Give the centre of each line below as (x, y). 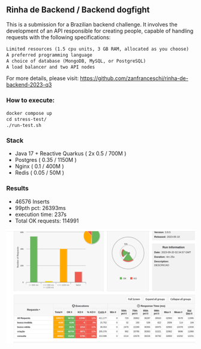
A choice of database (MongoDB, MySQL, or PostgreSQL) (76, 61)
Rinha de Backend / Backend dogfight (78, 10)
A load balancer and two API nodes (51, 67)
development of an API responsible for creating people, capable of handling (100, 31)
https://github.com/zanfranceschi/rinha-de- (134, 78)
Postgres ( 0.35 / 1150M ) (46, 160)
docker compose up (29, 114)
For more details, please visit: (43, 78)
